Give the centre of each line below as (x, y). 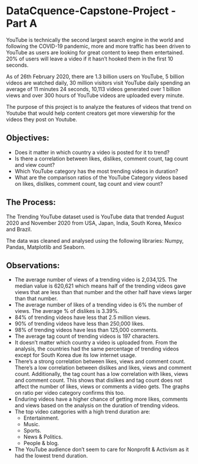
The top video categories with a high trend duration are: (82, 412)
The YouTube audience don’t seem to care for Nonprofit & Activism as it (102, 449)
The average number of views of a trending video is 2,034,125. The (96, 280)
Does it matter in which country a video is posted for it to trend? (92, 152)
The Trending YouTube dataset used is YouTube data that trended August (95, 217)
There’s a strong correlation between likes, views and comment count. (100, 362)
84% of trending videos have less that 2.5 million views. (82, 317)
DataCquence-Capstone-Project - (91, 11)
